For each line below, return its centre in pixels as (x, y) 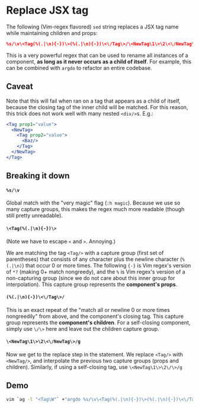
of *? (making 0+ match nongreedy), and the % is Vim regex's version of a (96, 272)
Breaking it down (38, 176)
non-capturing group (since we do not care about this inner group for (91, 278)
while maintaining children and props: (52, 33)
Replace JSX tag (47, 10)
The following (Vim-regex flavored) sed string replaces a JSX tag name (92, 27)
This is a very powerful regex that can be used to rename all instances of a (97, 55)
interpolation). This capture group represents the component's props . (92, 284)
